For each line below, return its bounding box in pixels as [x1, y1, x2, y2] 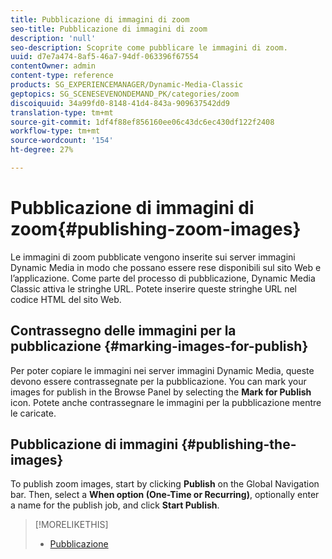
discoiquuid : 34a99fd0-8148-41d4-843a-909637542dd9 [10, 98, 230, 108]
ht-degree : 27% [10, 145, 74, 155]
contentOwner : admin [10, 61, 97, 71]
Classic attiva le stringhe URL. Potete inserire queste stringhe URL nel [10, 282, 298, 295]
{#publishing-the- [181, 436, 297, 453]
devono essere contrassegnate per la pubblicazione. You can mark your [10, 375, 307, 387]
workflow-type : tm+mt [10, 126, 101, 136]
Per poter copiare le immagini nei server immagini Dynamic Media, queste [10, 364, 315, 376]
